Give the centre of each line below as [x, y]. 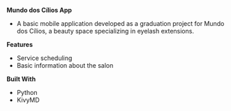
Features [20, 44]
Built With [21, 79]
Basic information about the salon [65, 65]
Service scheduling [44, 58]
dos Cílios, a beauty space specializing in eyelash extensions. [105, 31]
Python [27, 92]
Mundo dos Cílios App [39, 10]
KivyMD [28, 100]
